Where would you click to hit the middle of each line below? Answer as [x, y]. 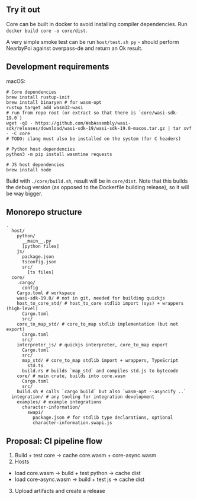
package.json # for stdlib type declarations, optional [103, 418]
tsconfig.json [39, 262]
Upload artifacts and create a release [60, 491]
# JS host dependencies [35, 165]
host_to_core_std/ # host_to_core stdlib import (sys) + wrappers [100, 304]
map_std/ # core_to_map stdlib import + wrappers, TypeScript [100, 361]
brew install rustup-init [38, 97]
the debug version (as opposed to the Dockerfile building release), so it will [98, 187]
